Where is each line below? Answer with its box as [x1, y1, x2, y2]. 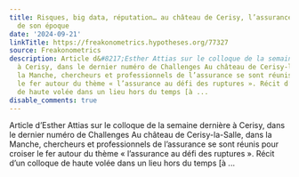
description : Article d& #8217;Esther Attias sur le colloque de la [9, 54, 265, 63]
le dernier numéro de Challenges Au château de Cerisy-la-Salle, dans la [9, 130, 272, 141]
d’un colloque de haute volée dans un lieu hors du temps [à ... [9, 157, 236, 169]
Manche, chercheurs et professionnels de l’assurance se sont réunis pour [9, 139, 279, 149]
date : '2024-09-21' [9, 29, 82, 38]
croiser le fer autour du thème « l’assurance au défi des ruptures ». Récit [9, 149, 275, 159]
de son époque [17, 21, 69, 30]
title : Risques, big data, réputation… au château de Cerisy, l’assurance [9, 12, 293, 22]
